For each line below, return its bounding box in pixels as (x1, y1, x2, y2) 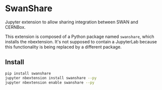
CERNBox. (5, 24, 26, 30)
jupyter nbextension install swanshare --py (5, 75, 97, 80)
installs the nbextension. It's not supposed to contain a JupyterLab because (5, 38, 157, 44)
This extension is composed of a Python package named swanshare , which (5, 34, 154, 39)
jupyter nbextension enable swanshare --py (5, 80, 95, 85)
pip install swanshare (5, 71, 51, 76)
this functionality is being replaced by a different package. (5, 44, 122, 50)
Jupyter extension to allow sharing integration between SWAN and (5, 19, 139, 25)
